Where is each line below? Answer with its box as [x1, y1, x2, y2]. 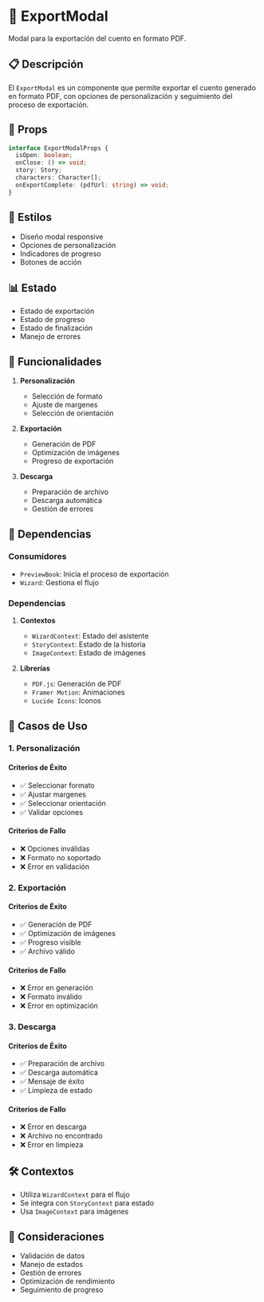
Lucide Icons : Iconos [31, 696, 101, 706]
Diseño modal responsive [19, 231, 104, 242]
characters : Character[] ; [15, 174, 102, 182]
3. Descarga [8, 1021, 57, 1033]
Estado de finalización [19, 323, 93, 333]
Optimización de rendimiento [19, 1276, 116, 1286]
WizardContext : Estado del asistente [31, 631, 149, 641]
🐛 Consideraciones [8, 1229, 105, 1243]
